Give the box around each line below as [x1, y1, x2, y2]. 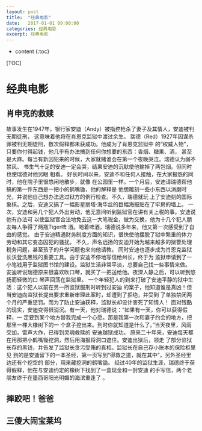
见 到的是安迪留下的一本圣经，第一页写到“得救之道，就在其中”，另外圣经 [6, 351, 186, 359]
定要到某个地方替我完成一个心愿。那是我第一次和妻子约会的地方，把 [23, 314, 192, 321]
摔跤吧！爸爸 [6, 393, 54, 404]
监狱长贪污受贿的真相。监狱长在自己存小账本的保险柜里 [58, 344, 196, 351]
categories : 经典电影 [6, 25, 57, 32]
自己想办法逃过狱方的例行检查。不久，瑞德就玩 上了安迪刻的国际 [32, 193, 192, 201]
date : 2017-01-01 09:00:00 [6, 20, 79, 26]
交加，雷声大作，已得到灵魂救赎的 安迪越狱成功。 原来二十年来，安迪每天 [6, 329, 188, 336]
